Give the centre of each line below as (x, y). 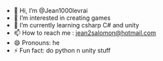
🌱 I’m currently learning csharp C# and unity (76, 25)
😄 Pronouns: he (36, 42)
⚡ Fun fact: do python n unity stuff (62, 50)
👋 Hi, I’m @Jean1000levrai (51, 11)
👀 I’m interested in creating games (62, 18)
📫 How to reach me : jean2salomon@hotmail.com (85, 33)
